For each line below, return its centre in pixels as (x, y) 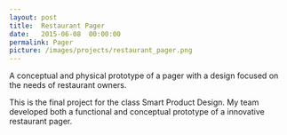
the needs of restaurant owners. (68, 85)
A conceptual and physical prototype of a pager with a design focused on (144, 75)
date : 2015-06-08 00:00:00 (65, 34)
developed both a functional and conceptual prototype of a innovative (137, 112)
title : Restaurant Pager (57, 26)
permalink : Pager (41, 42)
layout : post (33, 17)
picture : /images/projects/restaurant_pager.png (101, 51)
